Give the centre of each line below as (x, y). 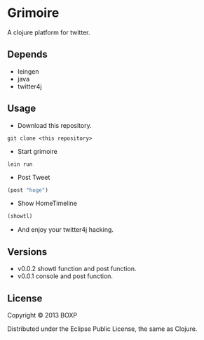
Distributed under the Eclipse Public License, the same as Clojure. (102, 329)
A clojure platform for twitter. (49, 32)
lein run (20, 164)
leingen (28, 71)
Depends (27, 54)
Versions (27, 252)
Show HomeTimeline (47, 203)
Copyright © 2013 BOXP (42, 315)
